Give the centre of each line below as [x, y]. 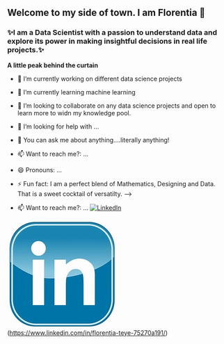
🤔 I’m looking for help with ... [58, 126]
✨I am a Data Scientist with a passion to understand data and [112, 33]
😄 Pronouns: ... [40, 170]
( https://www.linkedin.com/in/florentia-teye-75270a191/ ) [88, 333]
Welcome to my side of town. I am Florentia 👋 [106, 13]
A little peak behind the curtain [53, 65]
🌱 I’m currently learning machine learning [76, 92]
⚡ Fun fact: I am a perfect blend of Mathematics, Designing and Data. [116, 183]
